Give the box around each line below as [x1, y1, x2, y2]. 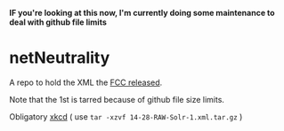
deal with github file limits [9, 17, 107, 27]
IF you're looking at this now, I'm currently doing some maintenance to [9, 8, 275, 18]
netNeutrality [9, 48, 110, 68]
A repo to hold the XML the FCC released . [9, 77, 163, 88]
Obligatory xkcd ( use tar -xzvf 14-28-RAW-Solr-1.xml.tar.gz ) [9, 111, 243, 122]
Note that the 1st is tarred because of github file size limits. [9, 94, 225, 104]
